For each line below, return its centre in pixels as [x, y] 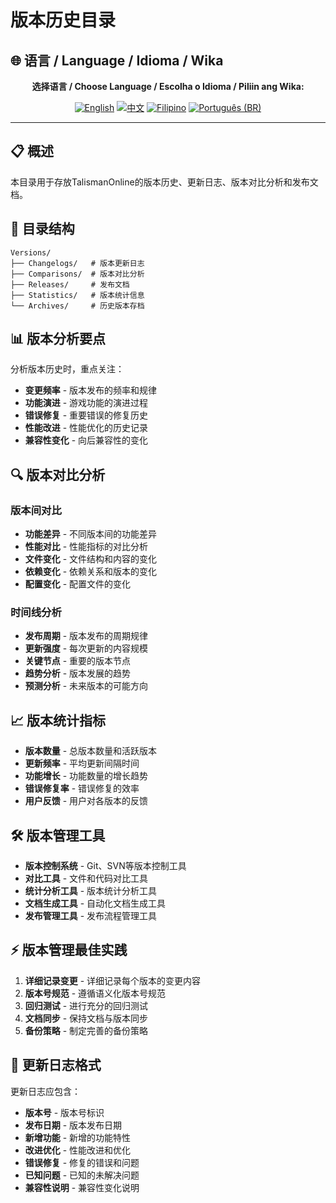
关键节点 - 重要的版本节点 [78, 661]
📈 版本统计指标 [58, 720]
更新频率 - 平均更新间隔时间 [82, 763]
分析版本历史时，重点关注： [67, 369]
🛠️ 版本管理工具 [58, 835]
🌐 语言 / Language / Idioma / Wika [117, 60]
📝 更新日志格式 [56, 1065]
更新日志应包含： [45, 1091]
